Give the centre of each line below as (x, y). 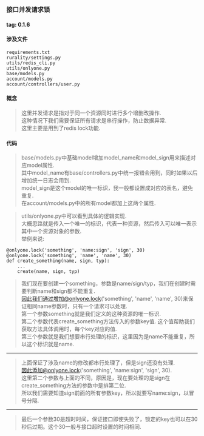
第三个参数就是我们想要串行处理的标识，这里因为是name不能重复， (105, 337)
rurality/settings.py (34, 58)
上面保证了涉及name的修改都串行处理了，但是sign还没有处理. (98, 363)
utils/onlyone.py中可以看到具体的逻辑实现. (74, 216)
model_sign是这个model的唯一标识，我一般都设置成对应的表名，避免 (107, 188)
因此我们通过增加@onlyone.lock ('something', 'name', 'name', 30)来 (104, 299)
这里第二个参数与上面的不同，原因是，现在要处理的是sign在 (96, 378)
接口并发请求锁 (28, 9)
